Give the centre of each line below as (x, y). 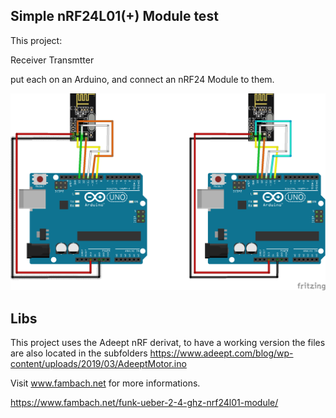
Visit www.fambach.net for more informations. (105, 383)
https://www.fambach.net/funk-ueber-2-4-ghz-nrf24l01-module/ (144, 403)
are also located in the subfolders (79, 353)
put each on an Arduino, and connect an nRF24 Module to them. (142, 79)
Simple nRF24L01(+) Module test (114, 16)
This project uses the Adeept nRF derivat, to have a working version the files (168, 343)
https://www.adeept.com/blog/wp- (221, 353)
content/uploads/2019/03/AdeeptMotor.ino (98, 364)
